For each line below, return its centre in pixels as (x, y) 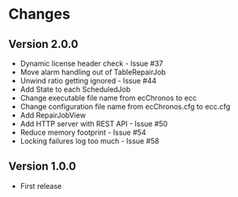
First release (41, 186)
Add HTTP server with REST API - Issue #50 (94, 124)
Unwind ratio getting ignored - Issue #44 (88, 81)
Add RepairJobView (53, 115)
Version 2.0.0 (43, 44)
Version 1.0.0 (42, 167)
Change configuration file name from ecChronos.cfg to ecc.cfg (125, 107)
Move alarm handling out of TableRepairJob (93, 72)
